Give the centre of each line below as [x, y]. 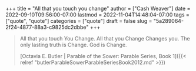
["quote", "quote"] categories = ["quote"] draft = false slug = [79, 21]
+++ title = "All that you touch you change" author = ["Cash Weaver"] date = [98, 9]
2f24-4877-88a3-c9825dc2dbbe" [47, 27]
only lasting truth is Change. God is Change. [73, 45]
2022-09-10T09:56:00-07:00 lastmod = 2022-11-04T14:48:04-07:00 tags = [97, 15]
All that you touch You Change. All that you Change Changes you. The [105, 38]
